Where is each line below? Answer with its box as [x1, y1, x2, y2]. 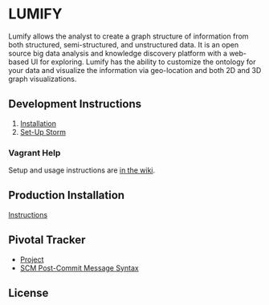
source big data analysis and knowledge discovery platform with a [8, 48, 227, 58]
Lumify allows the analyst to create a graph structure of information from [8, 31, 249, 41]
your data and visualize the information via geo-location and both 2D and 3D [8, 65, 262, 75]
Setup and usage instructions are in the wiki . [8, 165, 156, 175]
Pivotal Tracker [8, 234, 86, 247]
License [8, 287, 49, 300]
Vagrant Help [8, 147, 61, 158]
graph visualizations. [8, 74, 77, 83]
